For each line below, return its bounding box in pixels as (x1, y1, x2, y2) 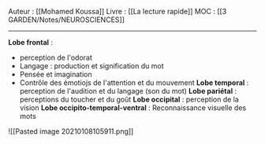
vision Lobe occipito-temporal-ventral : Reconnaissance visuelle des (19, 103, 247, 113)
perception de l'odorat (19, 53, 93, 62)
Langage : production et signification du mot (19, 61, 164, 70)
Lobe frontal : (8, 38, 54, 46)
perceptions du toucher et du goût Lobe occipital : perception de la (19, 94, 239, 104)
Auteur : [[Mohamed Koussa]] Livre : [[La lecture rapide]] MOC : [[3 (8, 7, 227, 16)
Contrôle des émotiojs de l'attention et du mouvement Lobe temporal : (19, 78, 249, 87)
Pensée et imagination (19, 70, 92, 79)
